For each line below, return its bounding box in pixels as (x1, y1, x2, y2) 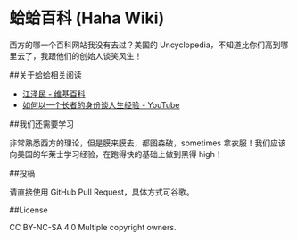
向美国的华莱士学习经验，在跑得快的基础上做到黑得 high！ (9, 148, 223, 159)
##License (9, 204, 49, 215)
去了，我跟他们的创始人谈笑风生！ (16, 50, 143, 61)
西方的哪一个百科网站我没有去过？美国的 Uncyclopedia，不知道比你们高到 (9, 39, 281, 50)
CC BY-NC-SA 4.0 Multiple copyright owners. (9, 221, 177, 232)
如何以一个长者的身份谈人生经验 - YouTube (21, 99, 180, 110)
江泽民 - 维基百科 (21, 88, 87, 99)
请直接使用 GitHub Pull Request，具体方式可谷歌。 (9, 187, 194, 197)
